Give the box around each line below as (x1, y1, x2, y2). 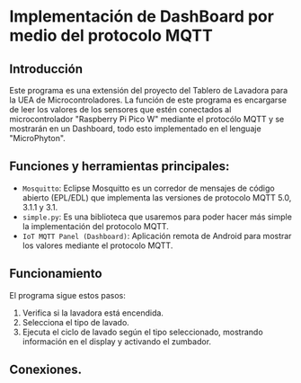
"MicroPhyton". (9, 133, 66, 143)
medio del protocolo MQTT (9, 25, 213, 46)
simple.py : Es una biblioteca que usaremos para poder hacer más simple (22, 211, 292, 222)
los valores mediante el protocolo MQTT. (22, 240, 173, 251)
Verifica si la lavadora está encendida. (22, 307, 164, 318)
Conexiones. (9, 362, 83, 378)
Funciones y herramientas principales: (9, 159, 230, 174)
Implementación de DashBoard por (9, 6, 274, 27)
